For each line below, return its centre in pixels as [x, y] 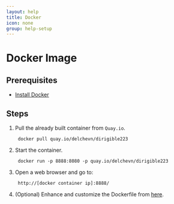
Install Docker [32, 95]
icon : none [20, 23]
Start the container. [39, 150]
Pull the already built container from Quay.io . [70, 128]
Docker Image [42, 58]
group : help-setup [29, 28]
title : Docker [24, 17]
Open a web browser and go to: [54, 172]
